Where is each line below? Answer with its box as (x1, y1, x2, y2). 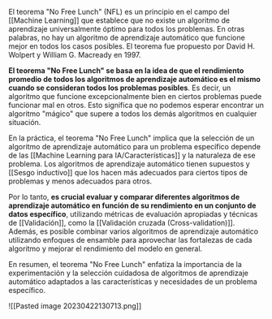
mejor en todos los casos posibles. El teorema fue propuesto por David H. (8, 41, 256, 51)
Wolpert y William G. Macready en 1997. (8, 50, 141, 59)
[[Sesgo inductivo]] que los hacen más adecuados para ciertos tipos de (8, 168, 248, 177)
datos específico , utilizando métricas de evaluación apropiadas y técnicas (8, 209, 258, 218)
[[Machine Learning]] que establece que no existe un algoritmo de (8, 15, 231, 25)
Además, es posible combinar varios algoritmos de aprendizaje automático (8, 226, 259, 236)
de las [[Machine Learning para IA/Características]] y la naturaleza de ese (8, 150, 256, 160)
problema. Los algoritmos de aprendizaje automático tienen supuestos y (8, 159, 250, 169)
